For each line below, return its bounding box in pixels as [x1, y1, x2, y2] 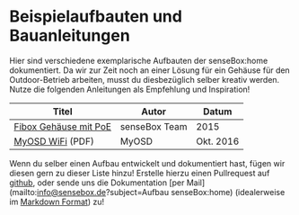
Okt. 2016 [196, 135, 240, 148]
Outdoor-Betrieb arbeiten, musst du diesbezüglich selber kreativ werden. [9, 74, 280, 85]
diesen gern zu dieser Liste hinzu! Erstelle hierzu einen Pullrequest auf [9, 167, 270, 178]
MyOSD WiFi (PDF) [13, 135, 94, 148]
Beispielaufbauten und [9, 6, 182, 27]
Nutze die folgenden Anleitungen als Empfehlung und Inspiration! [9, 84, 251, 94]
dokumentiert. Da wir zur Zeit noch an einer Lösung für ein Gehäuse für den [9, 65, 290, 76]
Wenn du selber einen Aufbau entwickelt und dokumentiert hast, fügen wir [9, 157, 286, 168]
